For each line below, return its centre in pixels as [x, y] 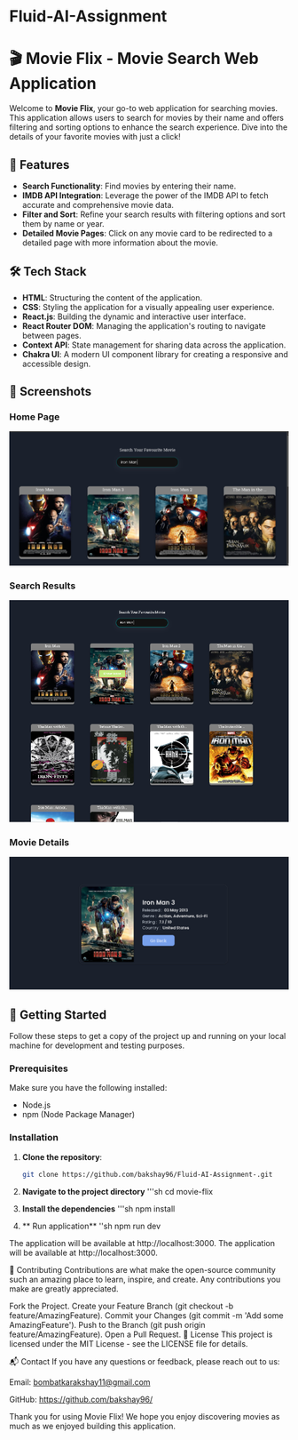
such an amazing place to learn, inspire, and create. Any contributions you [145, 1279]
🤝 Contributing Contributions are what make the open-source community [143, 1269]
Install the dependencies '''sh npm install [98, 1208]
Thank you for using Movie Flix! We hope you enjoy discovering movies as [145, 1416]
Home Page [35, 417]
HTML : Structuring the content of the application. [112, 297]
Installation [34, 1138]
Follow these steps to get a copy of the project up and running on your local [148, 1036]
